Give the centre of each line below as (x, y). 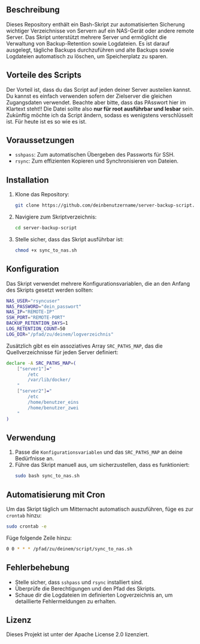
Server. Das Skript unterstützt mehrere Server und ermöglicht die (87, 37)
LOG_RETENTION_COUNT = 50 (36, 329)
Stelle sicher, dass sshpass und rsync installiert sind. (79, 582)
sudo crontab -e (26, 526)
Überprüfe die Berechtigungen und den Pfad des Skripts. (85, 588)
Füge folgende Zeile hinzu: (39, 538)
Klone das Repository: (42, 194)
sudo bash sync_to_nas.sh (47, 476)
